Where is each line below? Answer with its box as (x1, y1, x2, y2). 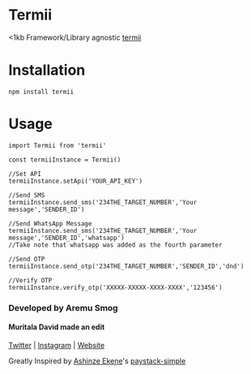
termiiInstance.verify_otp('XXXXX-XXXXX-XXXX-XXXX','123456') (8, 283, 223, 291)
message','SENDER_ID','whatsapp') (8, 234, 125, 242)
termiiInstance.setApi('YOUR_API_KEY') (8, 177, 143, 185)
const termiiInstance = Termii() (8, 156, 121, 164)
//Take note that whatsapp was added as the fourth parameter (8, 241, 223, 249)
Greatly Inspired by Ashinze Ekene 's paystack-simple (8, 355, 186, 366)
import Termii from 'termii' (8, 141, 107, 149)
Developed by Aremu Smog (8, 302, 119, 313)
